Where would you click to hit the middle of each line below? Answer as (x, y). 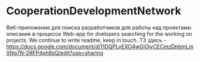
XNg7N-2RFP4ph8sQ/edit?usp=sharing (55, 52)
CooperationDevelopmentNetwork (94, 11)
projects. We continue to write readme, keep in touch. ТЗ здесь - (86, 40)
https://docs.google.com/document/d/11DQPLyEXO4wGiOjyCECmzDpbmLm (100, 46)
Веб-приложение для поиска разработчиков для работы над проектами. (99, 27)
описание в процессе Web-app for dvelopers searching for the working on (99, 33)
